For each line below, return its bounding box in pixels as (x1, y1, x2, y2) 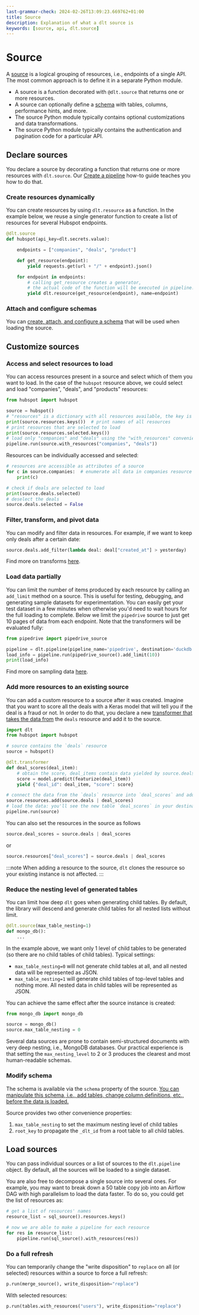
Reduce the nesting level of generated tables (6, 885, 138, 894)
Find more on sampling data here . (6, 668, 89, 675)
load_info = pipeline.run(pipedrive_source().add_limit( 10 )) (6, 652, 161, 657)
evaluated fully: (6, 624, 44, 631)
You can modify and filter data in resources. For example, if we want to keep (6, 529, 192, 536)
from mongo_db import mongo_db (6, 1011, 84, 1017)
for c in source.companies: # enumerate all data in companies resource (6, 469, 192, 475)
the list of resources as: (6, 1197, 64, 1204)
